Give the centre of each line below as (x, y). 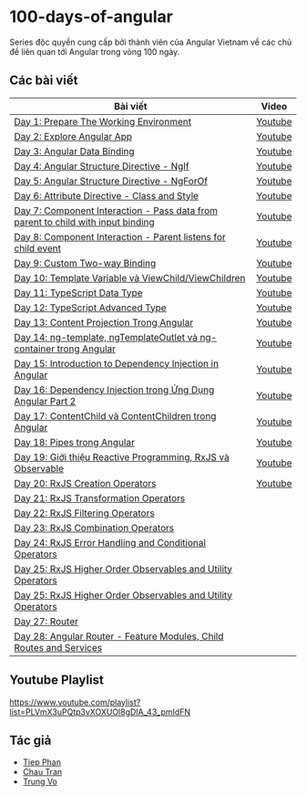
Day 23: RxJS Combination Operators (94, 528)
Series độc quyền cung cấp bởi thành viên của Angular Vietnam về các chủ (151, 42)
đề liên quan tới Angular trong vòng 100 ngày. (95, 51)
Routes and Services (58, 647)
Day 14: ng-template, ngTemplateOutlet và (106, 337)
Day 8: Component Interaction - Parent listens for (120, 236)
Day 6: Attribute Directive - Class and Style (106, 195)
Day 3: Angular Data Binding (74, 151)
